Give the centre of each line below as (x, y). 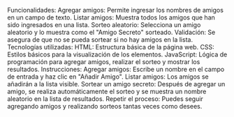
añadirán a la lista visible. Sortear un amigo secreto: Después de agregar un (116, 84)
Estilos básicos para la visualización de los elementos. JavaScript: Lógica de (117, 54)
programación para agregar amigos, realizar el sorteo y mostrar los (104, 62)
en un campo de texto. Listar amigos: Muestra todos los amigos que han (111, 17)
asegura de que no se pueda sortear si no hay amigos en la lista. (100, 40)
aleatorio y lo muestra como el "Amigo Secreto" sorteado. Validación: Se (111, 32)
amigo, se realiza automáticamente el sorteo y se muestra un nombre (107, 91)
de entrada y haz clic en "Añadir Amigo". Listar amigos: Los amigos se (108, 77)
